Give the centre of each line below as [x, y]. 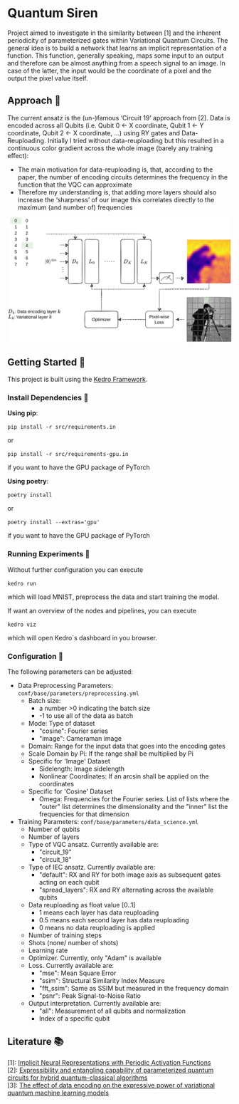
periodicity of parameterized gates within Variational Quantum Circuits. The [118, 40]
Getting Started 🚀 [47, 362]
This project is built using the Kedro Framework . [78, 380]
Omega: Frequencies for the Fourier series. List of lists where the [134, 799]
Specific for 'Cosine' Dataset [70, 791]
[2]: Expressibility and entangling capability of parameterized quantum [111, 1070]
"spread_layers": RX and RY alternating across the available [126, 890]
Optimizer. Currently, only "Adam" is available [95, 958]
